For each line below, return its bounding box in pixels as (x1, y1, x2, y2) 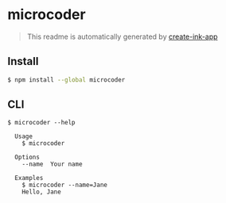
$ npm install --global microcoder (7, 75, 126, 84)
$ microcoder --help (7, 119, 76, 127)
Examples (14, 174, 44, 182)
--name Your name (21, 160, 83, 168)
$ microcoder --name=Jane (21, 181, 108, 190)
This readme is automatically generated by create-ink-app (26, 32, 218, 41)
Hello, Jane (21, 188, 61, 196)
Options (14, 153, 41, 162)
